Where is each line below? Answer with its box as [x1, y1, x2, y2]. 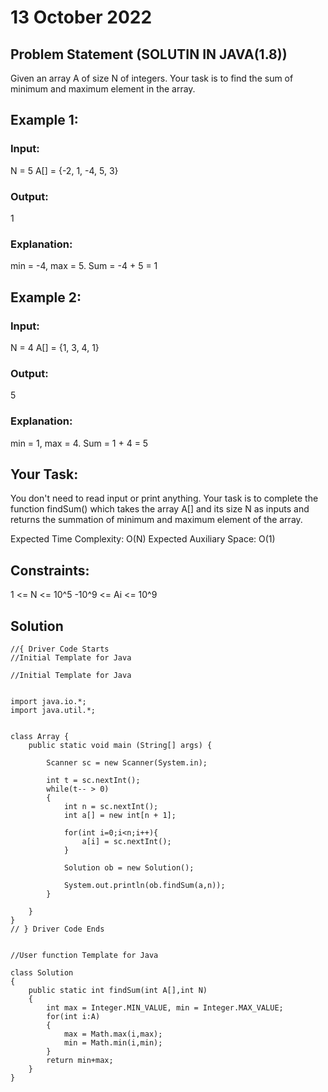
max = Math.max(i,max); [63, 1029, 163, 1039]
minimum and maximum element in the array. [10, 83, 196, 95]
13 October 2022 [10, 6, 153, 29]
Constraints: [10, 562, 90, 579]
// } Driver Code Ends [10, 924, 105, 934]
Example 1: [10, 112, 79, 129]
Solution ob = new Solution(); [63, 863, 195, 873]
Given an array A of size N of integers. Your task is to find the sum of [10, 72, 294, 84]
